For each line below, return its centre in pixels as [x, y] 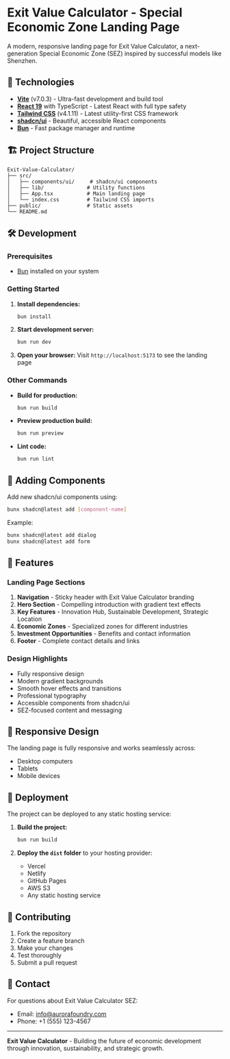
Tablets [27, 768]
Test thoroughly [39, 955]
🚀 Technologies [41, 83]
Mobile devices [38, 776]
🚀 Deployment [38, 798]
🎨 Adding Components [56, 480]
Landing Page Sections [46, 582]
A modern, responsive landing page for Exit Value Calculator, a [95, 46]
